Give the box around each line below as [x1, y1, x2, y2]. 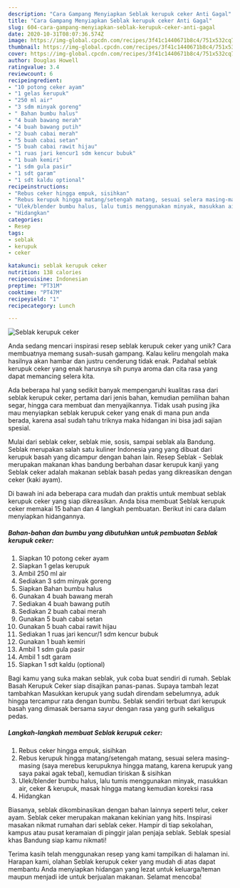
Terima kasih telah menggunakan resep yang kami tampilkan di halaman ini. [8, 850, 230, 859]
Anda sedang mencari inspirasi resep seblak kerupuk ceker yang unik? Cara [8, 342, 231, 350]
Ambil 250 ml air [18, 569, 67, 578]
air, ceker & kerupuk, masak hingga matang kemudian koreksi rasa [18, 784, 214, 793]
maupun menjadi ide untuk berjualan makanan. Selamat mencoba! [8, 872, 202, 882]
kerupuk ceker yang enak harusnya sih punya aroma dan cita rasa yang [8, 365, 218, 373]
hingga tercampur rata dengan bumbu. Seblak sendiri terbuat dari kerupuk [8, 697, 226, 705]
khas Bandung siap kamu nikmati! [8, 836, 107, 844]
